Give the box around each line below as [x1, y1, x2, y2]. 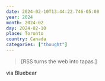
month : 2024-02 [6, 20, 44, 25]
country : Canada [6, 36, 46, 42]
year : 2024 [6, 14, 33, 20]
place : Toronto [6, 31, 44, 37]
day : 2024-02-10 [6, 25, 46, 31]
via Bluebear [6, 69, 37, 76]
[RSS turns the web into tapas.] [20, 57, 97, 65]
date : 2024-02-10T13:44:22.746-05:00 [6, 8, 100, 15]
